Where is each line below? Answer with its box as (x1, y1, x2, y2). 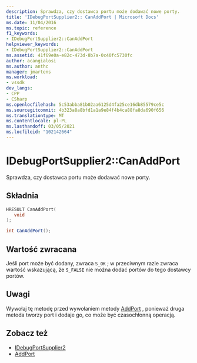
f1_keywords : (6, 31, 38, 36)
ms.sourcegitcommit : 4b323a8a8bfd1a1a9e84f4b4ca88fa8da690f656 (6, 107, 165, 113)
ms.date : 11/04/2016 (6, 19, 57, 25)
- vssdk (6, 80, 25, 86)
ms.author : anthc (6, 63, 49, 69)
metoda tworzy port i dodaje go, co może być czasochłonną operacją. (6, 311, 176, 318)
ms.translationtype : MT (6, 112, 65, 118)
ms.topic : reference (6, 25, 57, 31)
